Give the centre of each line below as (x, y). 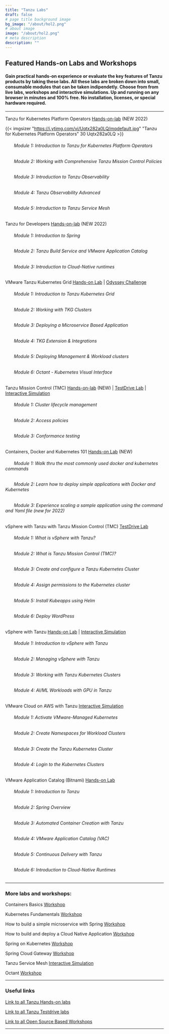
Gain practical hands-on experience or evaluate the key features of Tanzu (84, 76)
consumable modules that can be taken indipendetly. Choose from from (82, 87)
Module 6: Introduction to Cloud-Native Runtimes (65, 870)
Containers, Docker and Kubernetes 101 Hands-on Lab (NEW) (69, 452)
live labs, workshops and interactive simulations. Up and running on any (82, 92)
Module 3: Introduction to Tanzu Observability (62, 177)
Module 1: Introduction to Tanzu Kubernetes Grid (64, 294)
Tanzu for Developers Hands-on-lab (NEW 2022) (56, 224)
